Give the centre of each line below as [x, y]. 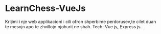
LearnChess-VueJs [46, 8]
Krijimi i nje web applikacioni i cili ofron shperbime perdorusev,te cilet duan [80, 22]
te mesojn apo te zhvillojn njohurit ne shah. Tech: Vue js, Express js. [73, 26]
